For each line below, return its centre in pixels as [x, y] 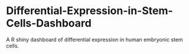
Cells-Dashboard [49, 23]
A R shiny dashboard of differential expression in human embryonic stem [94, 39]
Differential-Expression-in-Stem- [89, 11]
